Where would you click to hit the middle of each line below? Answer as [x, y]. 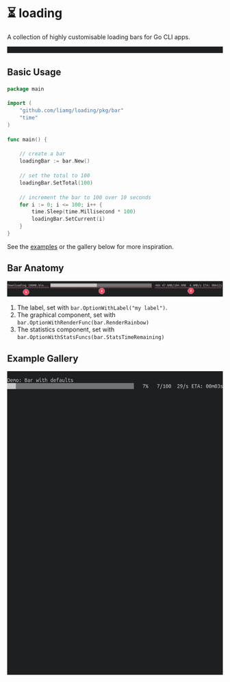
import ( [20, 104]
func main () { [27, 139]
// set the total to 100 [55, 176]
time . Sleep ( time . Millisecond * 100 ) [84, 212]
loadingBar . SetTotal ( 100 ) [56, 183]
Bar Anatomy [36, 268]
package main [26, 89]
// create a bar [43, 154]
